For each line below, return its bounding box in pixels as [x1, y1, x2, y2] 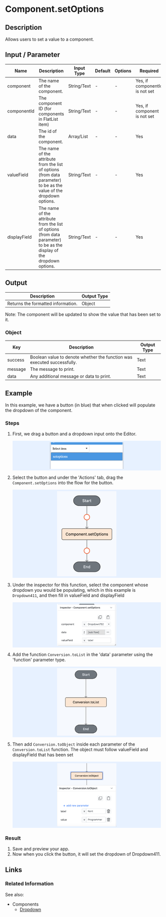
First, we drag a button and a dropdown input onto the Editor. [12, 431, 137, 437]
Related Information [5, 880, 54, 887]
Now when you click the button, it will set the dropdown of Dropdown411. [12, 851, 161, 857]
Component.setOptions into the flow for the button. [12, 480, 114, 486]
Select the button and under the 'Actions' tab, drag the [12, 474, 124, 481]
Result [5, 834, 21, 841]
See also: [5, 891, 24, 897]
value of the [39, 188, 63, 194]
